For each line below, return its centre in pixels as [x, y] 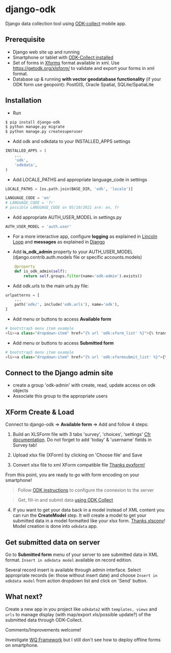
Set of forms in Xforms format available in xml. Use [66, 63]
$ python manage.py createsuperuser [44, 132]
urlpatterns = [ [22, 295]
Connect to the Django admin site [59, 373]
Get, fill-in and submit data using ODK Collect [65, 500]
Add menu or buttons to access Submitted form [63, 343]
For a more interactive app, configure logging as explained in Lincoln [85, 236]
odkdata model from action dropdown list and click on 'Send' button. [76, 581]
